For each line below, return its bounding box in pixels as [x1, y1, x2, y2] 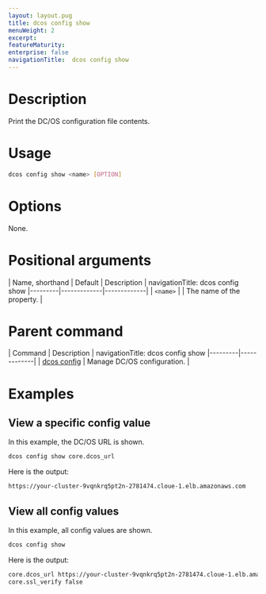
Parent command [8, 322, 123, 340]
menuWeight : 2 [8, 26, 55, 34]
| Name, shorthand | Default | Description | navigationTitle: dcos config [8, 277, 239, 287]
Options [8, 197, 62, 215]
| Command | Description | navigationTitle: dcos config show [8, 349, 206, 358]
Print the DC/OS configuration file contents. [8, 116, 150, 125]
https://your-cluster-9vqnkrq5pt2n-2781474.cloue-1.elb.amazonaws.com [8, 482, 246, 491]
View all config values [8, 504, 120, 518]
